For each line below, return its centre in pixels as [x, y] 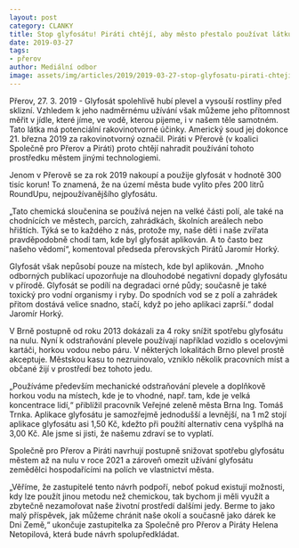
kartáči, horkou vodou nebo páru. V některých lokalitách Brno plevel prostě [147, 349]
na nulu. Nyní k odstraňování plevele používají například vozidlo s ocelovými [149, 340]
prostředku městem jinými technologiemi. [85, 158]
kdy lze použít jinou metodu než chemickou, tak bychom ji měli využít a [139, 496]
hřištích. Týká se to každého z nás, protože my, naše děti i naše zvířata [139, 230]
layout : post [33, 17]
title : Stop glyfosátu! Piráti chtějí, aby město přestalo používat [139, 34]
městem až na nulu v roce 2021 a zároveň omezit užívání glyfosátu [131, 460]
